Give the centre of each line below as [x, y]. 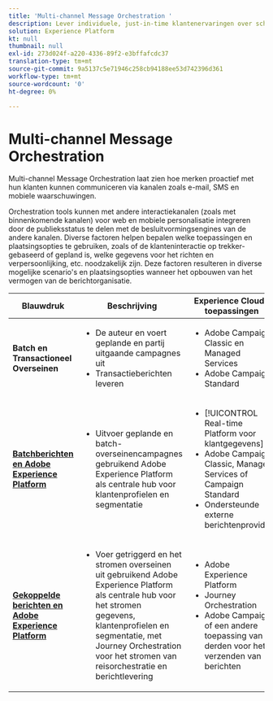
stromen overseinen [134, 564]
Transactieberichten [134, 373]
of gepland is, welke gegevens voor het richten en [130, 255]
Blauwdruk [43, 306]
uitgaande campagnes [138, 353]
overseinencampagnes [139, 454]
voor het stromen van [136, 656]
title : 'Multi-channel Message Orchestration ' [91, 16]
